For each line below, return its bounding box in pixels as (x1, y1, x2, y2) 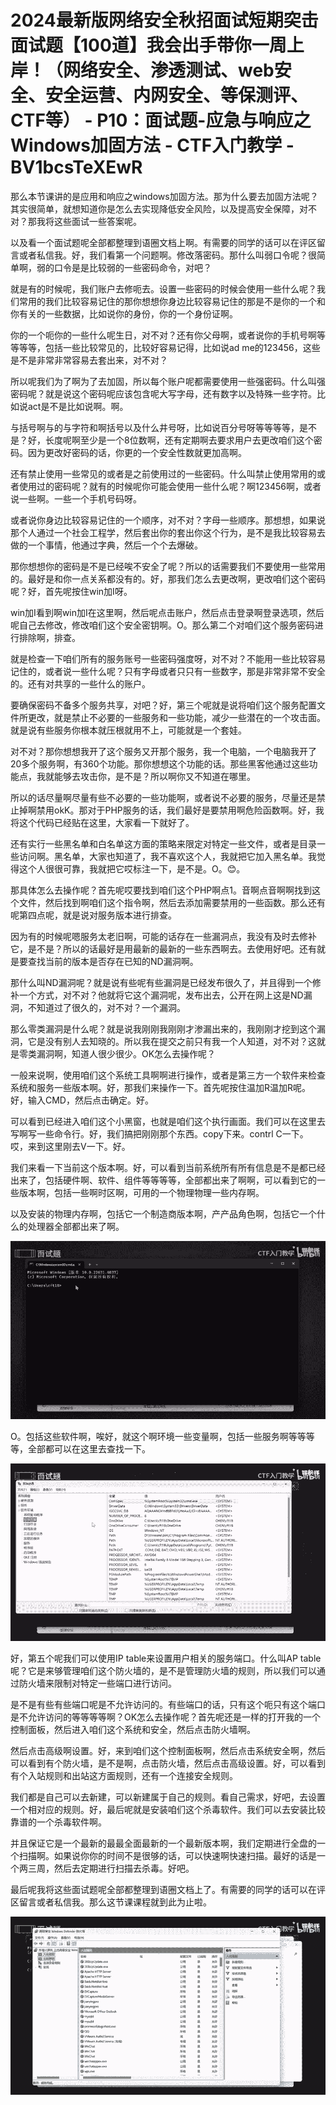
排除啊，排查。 (18, 631, 81, 643)
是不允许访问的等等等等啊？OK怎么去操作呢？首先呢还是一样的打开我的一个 (10, 1711, 322, 1723)
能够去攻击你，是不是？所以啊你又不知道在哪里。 (53, 770, 256, 782)
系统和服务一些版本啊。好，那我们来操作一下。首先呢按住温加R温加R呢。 (10, 1081, 312, 1093)
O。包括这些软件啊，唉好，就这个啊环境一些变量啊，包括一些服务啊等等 (10, 1430, 307, 1442)
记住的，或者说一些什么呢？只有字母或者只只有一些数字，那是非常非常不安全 (10, 665, 326, 677)
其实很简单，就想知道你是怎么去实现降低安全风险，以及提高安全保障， (10, 202, 300, 215)
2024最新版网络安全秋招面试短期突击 (10, 9, 319, 32)
